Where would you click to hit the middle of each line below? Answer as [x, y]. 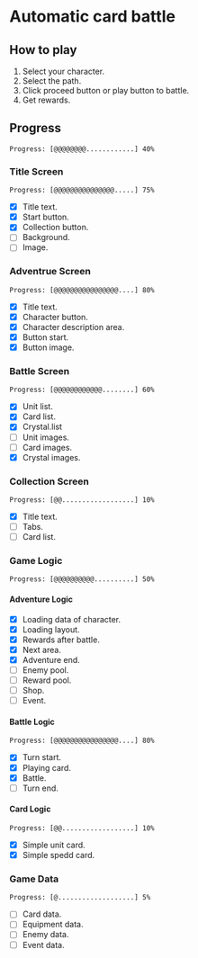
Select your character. [63, 71]
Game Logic [36, 561]
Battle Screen [40, 371]
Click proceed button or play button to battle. [106, 90]
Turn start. [41, 757]
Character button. [55, 317]
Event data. [43, 945]
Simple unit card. [54, 845]
